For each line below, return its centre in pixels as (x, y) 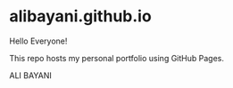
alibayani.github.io (80, 16)
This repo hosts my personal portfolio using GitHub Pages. (117, 58)
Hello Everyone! (38, 41)
